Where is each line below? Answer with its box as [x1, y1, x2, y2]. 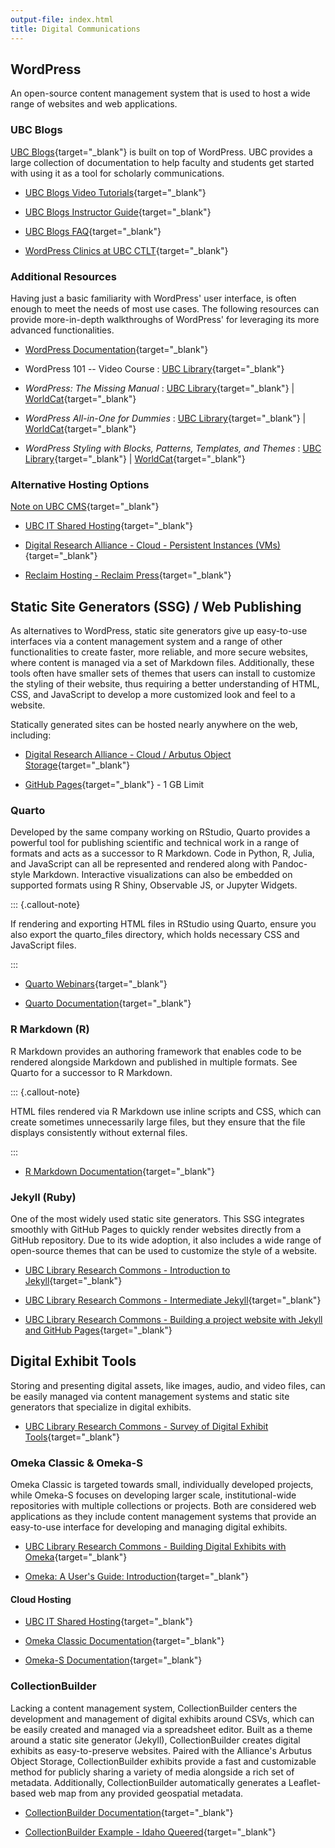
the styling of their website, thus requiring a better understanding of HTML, [10, 678, 320, 690]
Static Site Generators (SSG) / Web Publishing [10, 598, 302, 615]
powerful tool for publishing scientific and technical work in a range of [10, 837, 300, 849]
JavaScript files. [10, 939, 77, 951]
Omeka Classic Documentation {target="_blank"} [24, 1635, 225, 1647]
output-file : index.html [10, 14, 114, 25]
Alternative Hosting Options [10, 477, 150, 491]
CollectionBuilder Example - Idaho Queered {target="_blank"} [24, 1826, 277, 1838]
